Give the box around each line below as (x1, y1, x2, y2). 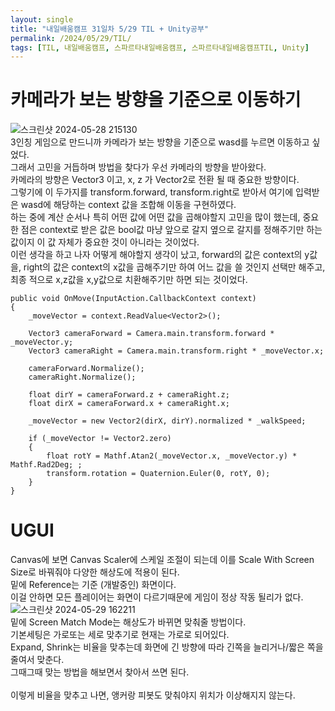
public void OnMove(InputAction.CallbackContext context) (10, 294, 257, 304)
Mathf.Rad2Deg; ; (10, 460, 83, 470)
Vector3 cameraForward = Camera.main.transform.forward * (28, 329, 275, 339)
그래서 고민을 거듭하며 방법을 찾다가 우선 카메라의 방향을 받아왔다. (10, 161, 267, 173)
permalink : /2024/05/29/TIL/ (10, 33, 132, 43)
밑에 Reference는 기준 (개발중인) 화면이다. (10, 579, 177, 591)
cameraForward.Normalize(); (28, 364, 145, 374)
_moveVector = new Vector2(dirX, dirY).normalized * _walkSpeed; (28, 416, 307, 426)
